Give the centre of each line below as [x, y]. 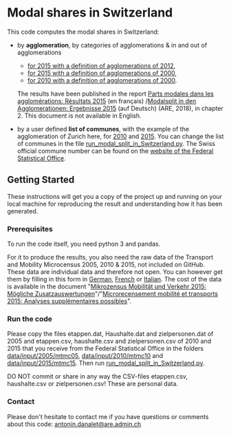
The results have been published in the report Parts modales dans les [115, 94]
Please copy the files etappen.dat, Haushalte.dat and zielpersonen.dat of [110, 334]
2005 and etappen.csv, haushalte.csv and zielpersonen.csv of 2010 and [109, 341]
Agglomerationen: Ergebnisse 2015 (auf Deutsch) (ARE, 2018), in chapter [120, 108]
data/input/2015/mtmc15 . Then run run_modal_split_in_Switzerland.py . [106, 363]
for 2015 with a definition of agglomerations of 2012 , [101, 65]
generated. [23, 211]
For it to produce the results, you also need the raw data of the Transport [110, 257]
